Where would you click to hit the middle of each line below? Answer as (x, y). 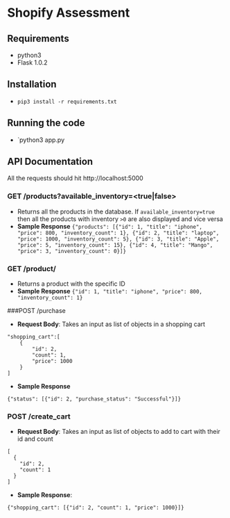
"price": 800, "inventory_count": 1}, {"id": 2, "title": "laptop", (118, 233)
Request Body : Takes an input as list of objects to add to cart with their (118, 432)
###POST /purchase (36, 311)
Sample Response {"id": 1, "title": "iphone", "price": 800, (110, 291)
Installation (32, 84)
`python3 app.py (41, 140)
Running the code (46, 123)
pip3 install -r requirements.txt (67, 102)
